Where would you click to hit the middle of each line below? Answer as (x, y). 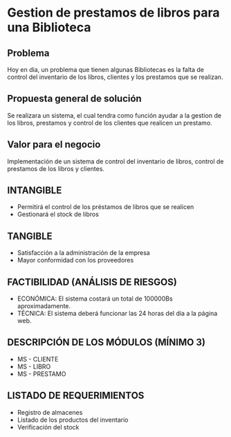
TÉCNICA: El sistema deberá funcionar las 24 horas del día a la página (117, 314)
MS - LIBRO (34, 366)
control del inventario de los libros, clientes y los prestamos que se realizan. (115, 77)
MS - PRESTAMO (41, 374)
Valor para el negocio (54, 144)
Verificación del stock (48, 427)
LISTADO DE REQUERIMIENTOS (76, 396)
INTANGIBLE (35, 191)
